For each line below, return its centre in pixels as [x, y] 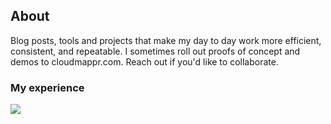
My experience [47, 87]
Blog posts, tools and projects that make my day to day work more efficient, [166, 40]
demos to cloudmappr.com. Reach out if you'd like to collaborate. [144, 61]
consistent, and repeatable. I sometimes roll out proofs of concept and [155, 51]
